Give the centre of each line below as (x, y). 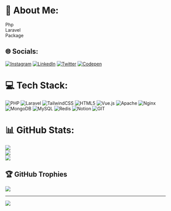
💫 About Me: (32, 10)
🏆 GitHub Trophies (36, 174)
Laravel (13, 30)
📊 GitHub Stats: (40, 130)
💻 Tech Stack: (37, 85)
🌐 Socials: (22, 51)
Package (15, 35)
